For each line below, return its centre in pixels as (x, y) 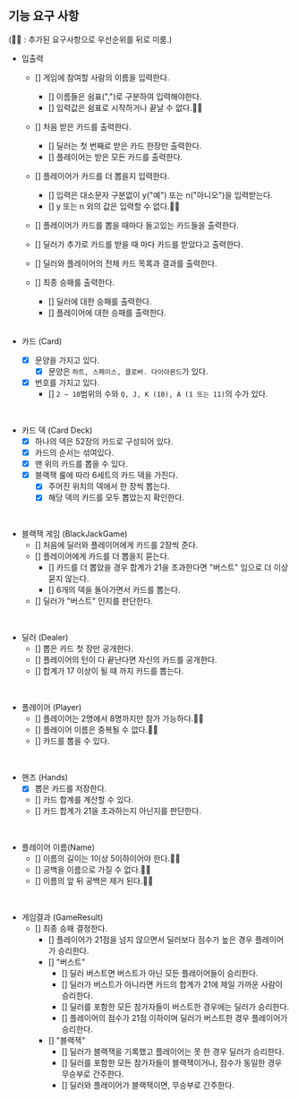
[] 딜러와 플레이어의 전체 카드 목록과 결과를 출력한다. (126, 263)
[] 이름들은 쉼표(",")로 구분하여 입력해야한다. (125, 96)
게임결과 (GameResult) (62, 917)
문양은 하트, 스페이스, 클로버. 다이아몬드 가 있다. (128, 371)
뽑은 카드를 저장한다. (71, 789)
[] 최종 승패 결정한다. (71, 929)
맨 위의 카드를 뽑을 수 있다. (81, 464)
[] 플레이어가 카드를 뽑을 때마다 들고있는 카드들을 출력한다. (136, 225)
